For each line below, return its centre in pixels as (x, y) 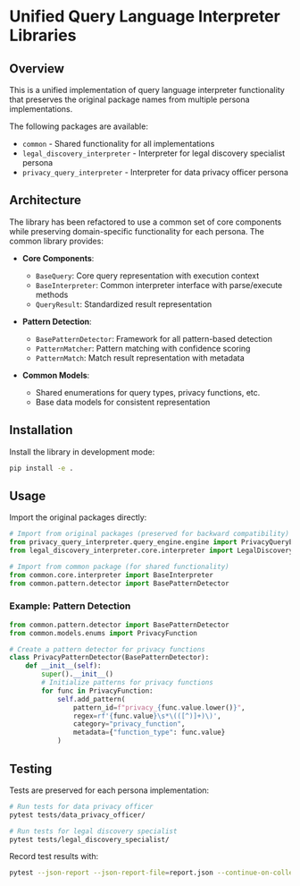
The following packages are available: (79, 126)
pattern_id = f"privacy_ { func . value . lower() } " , (159, 707)
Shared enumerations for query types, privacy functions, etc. (148, 392)
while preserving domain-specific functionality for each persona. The (137, 231)
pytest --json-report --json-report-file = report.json (112, 873)
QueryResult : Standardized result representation (124, 304)
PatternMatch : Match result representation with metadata (140, 358)
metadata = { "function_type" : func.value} (149, 733)
